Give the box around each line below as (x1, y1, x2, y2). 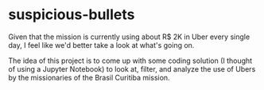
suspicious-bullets (8, 6, 135, 24)
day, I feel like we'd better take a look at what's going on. (8, 40, 195, 49)
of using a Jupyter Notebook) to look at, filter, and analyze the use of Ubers (8, 64, 256, 73)
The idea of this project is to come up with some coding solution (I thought (8, 56, 253, 65)
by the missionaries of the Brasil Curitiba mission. (8, 72, 170, 82)
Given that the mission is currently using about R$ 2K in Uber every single (8, 32, 250, 41)
